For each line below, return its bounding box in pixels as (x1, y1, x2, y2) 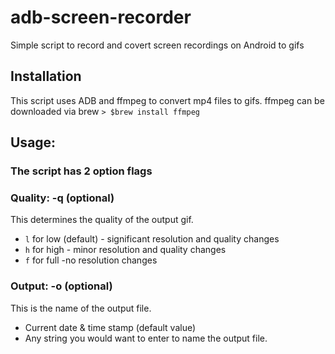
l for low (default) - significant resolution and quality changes (24, 233, 280, 245)
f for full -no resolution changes (24, 254, 158, 266)
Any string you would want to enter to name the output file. (24, 332, 268, 344)
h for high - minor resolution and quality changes (24, 244, 227, 256)
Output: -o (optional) (10, 279, 113, 293)
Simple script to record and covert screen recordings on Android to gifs (10, 39, 305, 51)
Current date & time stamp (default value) (24, 321, 197, 333)
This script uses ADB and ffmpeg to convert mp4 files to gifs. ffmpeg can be (10, 94, 325, 106)
